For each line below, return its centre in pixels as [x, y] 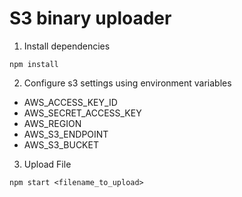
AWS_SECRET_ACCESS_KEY [82, 113]
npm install [34, 64]
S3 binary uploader [90, 18]
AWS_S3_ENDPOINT [66, 134]
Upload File [47, 164]
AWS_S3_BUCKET [61, 144]
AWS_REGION [52, 123]
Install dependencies [67, 46]
